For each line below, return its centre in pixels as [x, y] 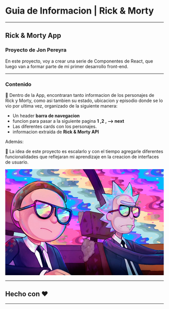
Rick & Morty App [33, 36]
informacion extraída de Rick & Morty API [56, 132]
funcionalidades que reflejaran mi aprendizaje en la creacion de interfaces [82, 157]
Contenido [18, 84]
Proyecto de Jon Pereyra [36, 50]
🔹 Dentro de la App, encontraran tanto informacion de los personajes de [80, 95]
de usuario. [17, 162]
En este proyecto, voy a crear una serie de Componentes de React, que [79, 61]
